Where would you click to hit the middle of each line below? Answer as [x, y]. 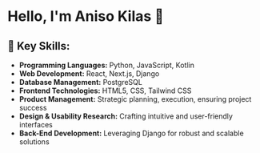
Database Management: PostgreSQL [81, 82]
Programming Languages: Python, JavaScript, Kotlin [107, 65]
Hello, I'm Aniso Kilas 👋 [86, 16]
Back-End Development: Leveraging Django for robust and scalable [132, 133]
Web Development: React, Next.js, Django [89, 74]
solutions [34, 142]
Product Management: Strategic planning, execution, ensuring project [135, 99]
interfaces [36, 125]
